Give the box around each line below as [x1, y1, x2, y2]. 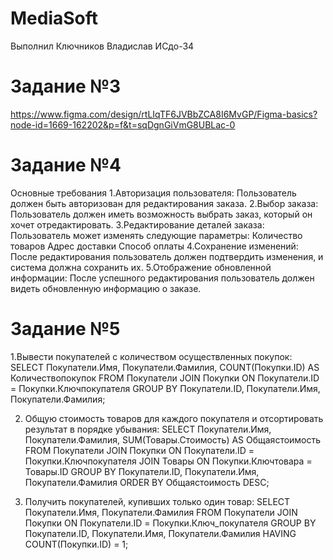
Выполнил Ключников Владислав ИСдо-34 [10, 40, 195, 52]
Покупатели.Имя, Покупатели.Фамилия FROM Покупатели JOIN [24, 506, 298, 518]
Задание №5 [10, 318, 121, 340]
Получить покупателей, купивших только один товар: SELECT [24, 495, 291, 507]
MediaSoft [10, 7, 99, 30]
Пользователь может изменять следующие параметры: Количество [10, 229, 303, 241]
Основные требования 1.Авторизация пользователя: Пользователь [10, 187, 297, 199]
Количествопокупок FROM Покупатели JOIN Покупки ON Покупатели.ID [10, 372, 320, 384]
